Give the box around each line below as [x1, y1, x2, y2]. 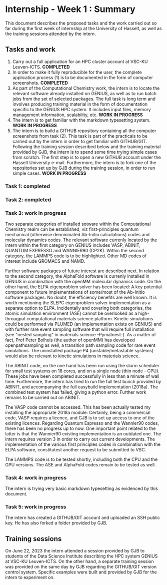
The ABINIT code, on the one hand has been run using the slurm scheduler [5, 362, 160, 368]
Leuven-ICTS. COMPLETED [12, 64, 70, 70]
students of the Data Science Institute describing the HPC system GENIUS [5, 553, 158, 559]
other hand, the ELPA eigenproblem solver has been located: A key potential [5, 284, 162, 290]
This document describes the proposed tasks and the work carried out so [5, 20, 157, 26]
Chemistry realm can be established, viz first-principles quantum [5, 226, 139, 232]
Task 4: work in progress [5, 474, 66, 481]
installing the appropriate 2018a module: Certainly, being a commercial [5, 409, 151, 415]
